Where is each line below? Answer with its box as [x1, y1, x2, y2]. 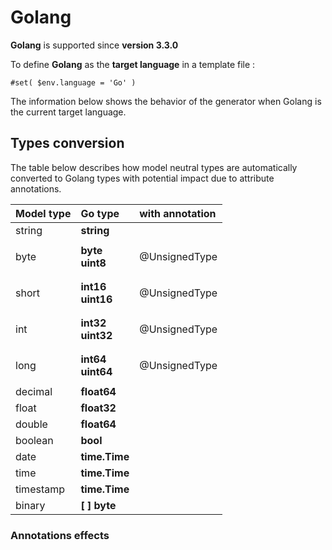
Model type [15, 206, 72, 220]
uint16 [80, 292, 113, 306]
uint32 [80, 328, 113, 342]
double [15, 417, 48, 431]
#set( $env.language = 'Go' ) [10, 77, 137, 88]
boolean [15, 433, 54, 447]
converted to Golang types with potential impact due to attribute [10, 172, 275, 184]
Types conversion [10, 135, 125, 152]
